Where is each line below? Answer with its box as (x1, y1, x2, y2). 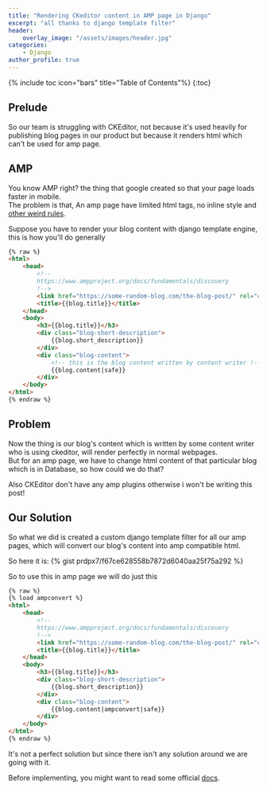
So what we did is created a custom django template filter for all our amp (8, 532, 246, 542)
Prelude (8, 101, 48, 115)
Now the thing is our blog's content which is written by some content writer (8, 438, 255, 448)
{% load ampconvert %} (8, 594, 83, 602)
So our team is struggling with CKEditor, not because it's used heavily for (8, 122, 248, 131)
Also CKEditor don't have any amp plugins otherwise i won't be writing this (8, 479, 253, 489)
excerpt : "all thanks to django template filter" (8, 19, 176, 27)
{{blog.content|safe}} (50, 366, 126, 374)
